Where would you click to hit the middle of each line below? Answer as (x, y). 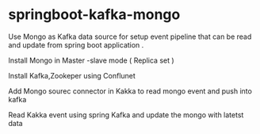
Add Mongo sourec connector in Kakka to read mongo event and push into (130, 91)
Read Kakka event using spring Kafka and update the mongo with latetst (126, 115)
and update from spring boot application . (76, 44)
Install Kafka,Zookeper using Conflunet (72, 75)
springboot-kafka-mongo (94, 15)
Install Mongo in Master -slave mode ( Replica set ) (91, 60)
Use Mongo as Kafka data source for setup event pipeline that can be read (130, 36)
